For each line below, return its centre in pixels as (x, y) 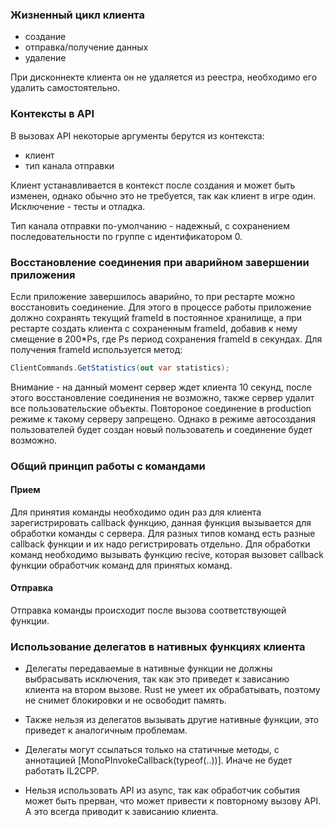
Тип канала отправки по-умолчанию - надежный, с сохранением (150, 225)
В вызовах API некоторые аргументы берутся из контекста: (137, 135)
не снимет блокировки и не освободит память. (125, 700)
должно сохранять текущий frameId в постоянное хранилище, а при (156, 317)
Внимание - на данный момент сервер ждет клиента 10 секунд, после (161, 387)
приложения (43, 275)
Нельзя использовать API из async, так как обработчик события (162, 790)
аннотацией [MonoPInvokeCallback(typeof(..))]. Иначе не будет (158, 760)
